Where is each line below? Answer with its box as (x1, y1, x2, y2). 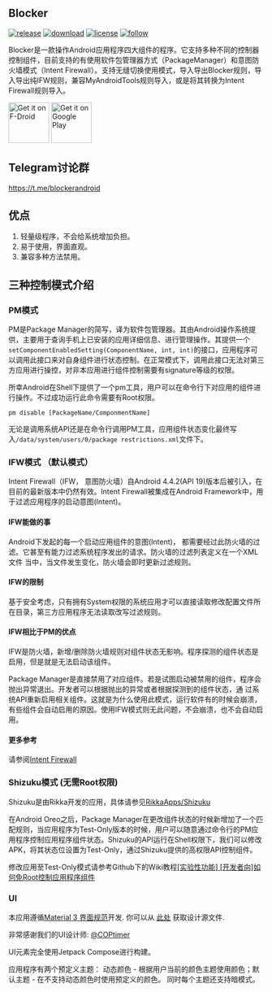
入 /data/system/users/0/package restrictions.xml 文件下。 (8, 434, 209, 444)
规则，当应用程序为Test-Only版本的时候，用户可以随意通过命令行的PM (15, 824, 252, 834)
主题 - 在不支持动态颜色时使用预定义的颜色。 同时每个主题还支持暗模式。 (15, 974, 260, 984)
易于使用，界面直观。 (19, 241, 92, 251)
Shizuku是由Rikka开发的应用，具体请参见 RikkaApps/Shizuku (8, 797, 211, 807)
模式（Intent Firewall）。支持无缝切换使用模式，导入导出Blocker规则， (22, 65, 255, 75)
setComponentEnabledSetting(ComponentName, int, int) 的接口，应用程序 (8, 345, 252, 355)
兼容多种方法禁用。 (19, 252, 85, 262)
